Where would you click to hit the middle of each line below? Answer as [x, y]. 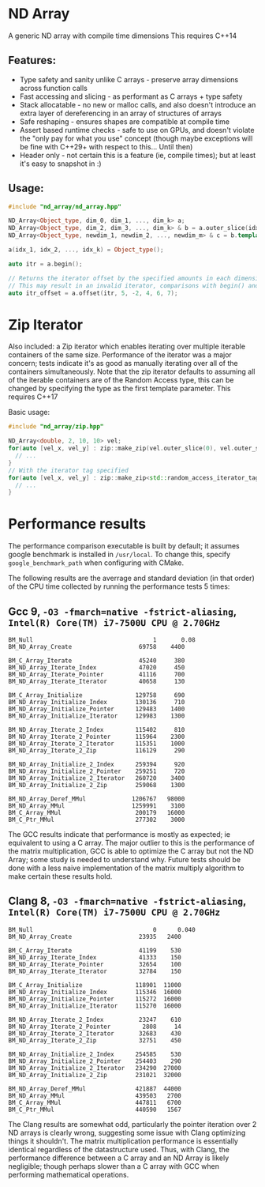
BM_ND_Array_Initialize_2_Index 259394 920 [97, 764]
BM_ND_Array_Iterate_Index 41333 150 [95, 957]
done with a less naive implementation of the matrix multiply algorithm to [126, 868]
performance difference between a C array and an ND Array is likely [119, 1158]
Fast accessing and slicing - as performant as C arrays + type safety [131, 96]
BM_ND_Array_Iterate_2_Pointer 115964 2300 [97, 737]
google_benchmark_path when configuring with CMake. [96, 563]
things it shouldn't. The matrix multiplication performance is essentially [123, 1141]
